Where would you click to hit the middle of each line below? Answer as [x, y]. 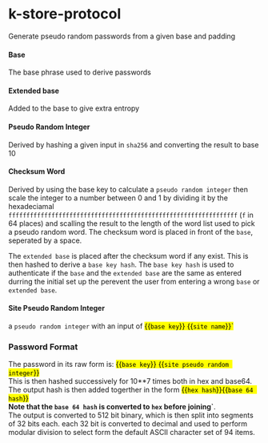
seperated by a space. [45, 240]
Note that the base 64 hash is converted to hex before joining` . [112, 407]
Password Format [43, 347]
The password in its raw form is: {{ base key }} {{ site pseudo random [119, 364]
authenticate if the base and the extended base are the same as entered [125, 272]
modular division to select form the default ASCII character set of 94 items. [132, 433]
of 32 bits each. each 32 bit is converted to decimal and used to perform [128, 424]
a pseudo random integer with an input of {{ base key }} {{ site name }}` [121, 326]
